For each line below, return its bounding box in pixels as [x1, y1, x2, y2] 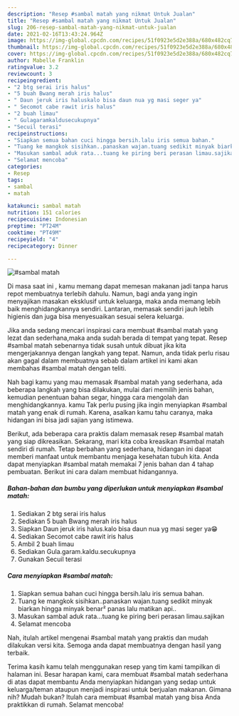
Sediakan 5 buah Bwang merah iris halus [17, 517, 137, 525]
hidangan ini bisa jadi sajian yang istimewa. [7, 415, 134, 425]
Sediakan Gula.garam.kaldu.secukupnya [17, 548, 137, 556]
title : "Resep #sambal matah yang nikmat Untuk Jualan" [7, 17, 176, 24]
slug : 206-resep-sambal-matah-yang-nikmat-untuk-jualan [7, 24, 176, 31]
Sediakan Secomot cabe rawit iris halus [17, 533, 134, 541]
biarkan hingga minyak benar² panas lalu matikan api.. [17, 605, 176, 613]
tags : [7, 176, 23, 183]
